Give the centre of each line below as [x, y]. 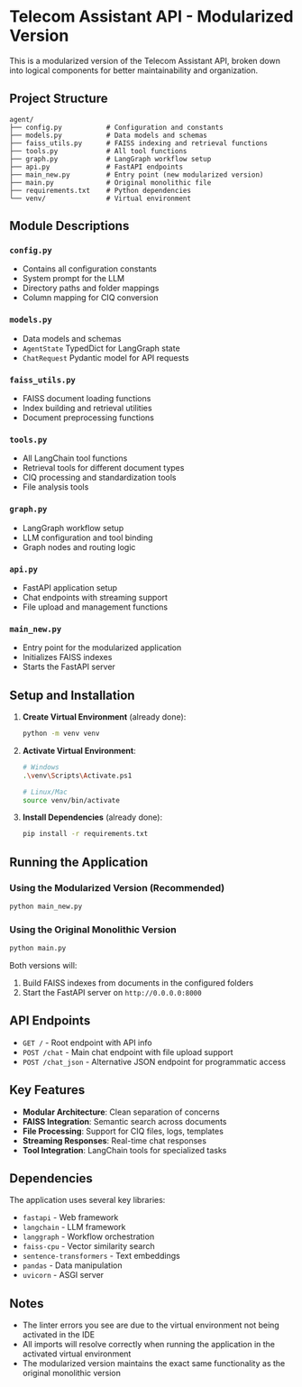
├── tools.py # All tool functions [98, 151]
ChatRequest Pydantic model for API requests [105, 357]
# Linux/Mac [45, 792]
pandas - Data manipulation [73, 1265]
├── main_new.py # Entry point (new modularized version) [137, 175]
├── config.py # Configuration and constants [116, 127]
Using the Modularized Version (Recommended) [117, 887]
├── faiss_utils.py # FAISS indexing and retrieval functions [139, 143]
